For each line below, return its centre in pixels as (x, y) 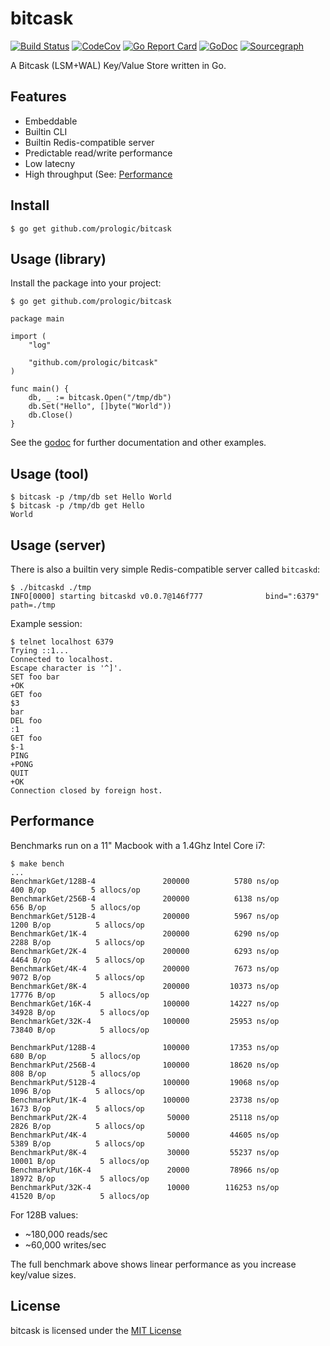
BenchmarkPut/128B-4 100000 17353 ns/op (145, 1047)
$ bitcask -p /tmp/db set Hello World (91, 497)
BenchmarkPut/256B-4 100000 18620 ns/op (145, 1065)
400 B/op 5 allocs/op (75, 890)
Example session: (46, 623)
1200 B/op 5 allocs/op (77, 925)
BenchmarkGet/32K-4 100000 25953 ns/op (145, 1021)
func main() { (40, 389)
